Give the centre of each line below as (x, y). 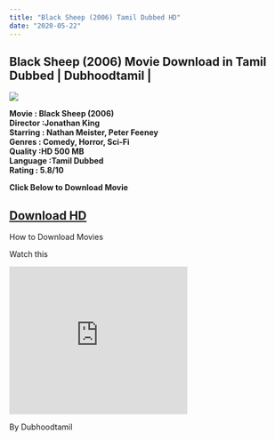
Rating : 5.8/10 (36, 171)
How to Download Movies (57, 237)
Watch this (29, 254)
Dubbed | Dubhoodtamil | (81, 75)
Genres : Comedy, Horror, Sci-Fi (69, 142)
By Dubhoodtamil (41, 427)
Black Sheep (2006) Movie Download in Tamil (138, 62)
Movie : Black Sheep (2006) (62, 114)
